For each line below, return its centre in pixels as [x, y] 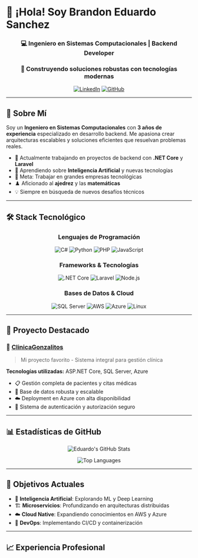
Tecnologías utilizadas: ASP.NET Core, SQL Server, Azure [77, 371]
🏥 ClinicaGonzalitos [35, 347]
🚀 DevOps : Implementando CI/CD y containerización [79, 523]
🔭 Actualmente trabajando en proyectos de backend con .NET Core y [99, 158]
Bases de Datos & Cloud [99, 293]
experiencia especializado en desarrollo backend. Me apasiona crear [90, 134]
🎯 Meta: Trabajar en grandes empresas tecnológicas [78, 177]
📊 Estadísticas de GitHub [54, 432]
